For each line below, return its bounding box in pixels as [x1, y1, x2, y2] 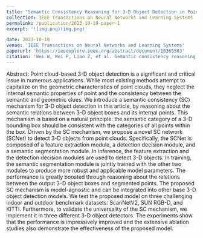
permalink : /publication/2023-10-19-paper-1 [6, 20, 120, 26]
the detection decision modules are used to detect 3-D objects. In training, [6, 154, 192, 161]
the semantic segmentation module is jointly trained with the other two [6, 160, 182, 167]
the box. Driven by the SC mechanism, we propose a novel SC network [6, 128, 183, 135]
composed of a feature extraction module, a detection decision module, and [6, 140, 195, 148]
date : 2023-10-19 [6, 37, 50, 43]
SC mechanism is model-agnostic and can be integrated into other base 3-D [6, 186, 196, 193]
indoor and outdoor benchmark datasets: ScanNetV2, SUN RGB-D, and [6, 199, 183, 206]
